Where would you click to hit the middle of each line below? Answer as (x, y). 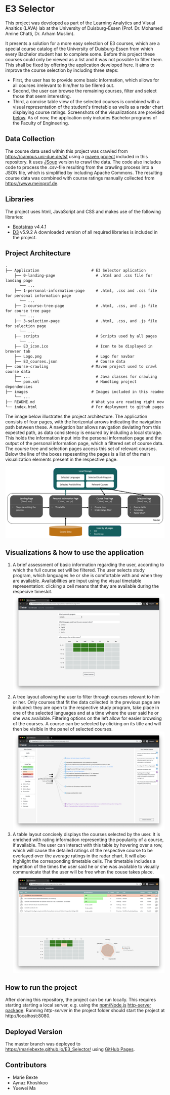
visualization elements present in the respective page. (61, 459)
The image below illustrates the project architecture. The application (76, 417)
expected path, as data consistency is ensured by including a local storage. (84, 432)
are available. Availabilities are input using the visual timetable (77, 581)
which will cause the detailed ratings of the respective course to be (82, 850)
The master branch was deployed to (43, 1044)
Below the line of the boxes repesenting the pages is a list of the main (78, 454)
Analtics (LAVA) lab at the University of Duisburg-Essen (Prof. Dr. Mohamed (84, 28)
